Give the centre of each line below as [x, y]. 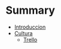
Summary [30, 10]
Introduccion [30, 27]
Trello [30, 39]
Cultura [23, 33]
